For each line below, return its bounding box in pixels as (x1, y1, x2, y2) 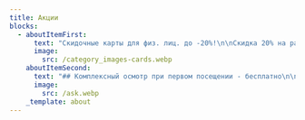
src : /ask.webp (42, 88, 100, 97)
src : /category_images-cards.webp (42, 55, 172, 64)
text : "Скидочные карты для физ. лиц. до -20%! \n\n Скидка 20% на (33, 38, 286, 48)
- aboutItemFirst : (17, 30, 88, 39)
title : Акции (9, 13, 59, 23)
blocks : (9, 22, 39, 31)
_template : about (25, 97, 92, 106)
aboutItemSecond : (25, 64, 92, 73)
